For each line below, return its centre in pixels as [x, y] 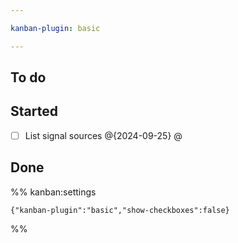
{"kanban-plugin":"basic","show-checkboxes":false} [120, 210]
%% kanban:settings [53, 192]
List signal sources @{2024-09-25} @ [103, 135]
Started [34, 111]
